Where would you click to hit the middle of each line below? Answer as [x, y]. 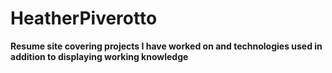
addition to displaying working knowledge [99, 56]
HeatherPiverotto [84, 18]
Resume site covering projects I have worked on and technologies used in [166, 46]
